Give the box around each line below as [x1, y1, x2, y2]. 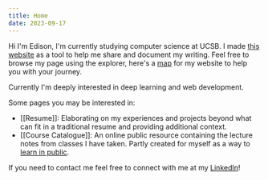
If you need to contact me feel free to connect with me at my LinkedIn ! [8, 162, 241, 172]
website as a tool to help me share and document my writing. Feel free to [8, 50, 250, 59]
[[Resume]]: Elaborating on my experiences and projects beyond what [19, 113, 252, 122]
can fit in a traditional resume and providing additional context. [19, 122, 227, 131]
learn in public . [19, 147, 70, 157]
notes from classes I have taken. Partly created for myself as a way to [19, 138, 250, 148]
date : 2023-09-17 [8, 19, 67, 27]
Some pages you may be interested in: [8, 98, 136, 107]
